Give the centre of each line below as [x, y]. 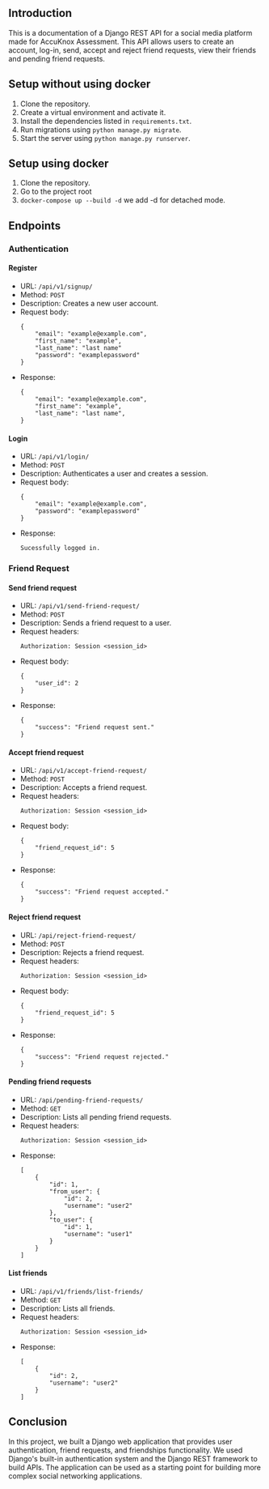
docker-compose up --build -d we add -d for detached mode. [123, 200]
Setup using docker [59, 164]
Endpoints [35, 226]
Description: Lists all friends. [67, 1308]
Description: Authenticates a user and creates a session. [114, 474]
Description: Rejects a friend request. [82, 952]
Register [23, 268]
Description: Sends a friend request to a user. [96, 623]
